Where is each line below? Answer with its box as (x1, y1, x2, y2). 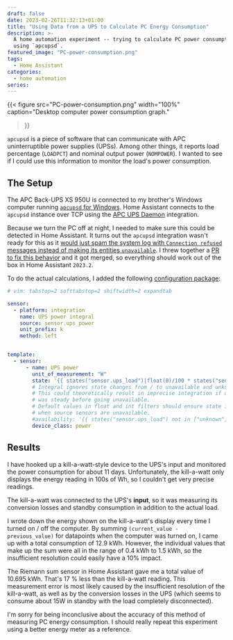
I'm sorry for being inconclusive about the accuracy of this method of (7, 610, 206, 618)
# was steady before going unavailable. (32, 397, 150, 403)
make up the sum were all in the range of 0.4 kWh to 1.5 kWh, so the (7, 546, 202, 554)
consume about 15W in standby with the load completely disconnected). (7, 596, 214, 605)
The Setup (7, 177, 53, 189)
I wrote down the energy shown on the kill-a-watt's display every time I (7, 516, 210, 525)
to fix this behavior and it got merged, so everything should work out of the (7, 253, 222, 262)
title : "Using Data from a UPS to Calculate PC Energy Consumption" (7, 23, 209, 30)
